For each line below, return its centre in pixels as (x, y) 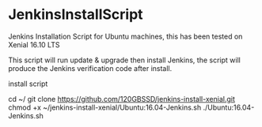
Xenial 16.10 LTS (34, 44)
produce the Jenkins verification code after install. (90, 68)
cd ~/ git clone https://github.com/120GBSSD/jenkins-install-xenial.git (122, 99)
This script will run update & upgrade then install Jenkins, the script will (125, 60)
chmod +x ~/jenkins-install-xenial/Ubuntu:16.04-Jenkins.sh (105, 107)
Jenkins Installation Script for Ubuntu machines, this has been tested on (125, 36)
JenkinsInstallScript (76, 15)
